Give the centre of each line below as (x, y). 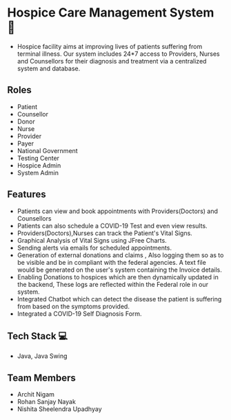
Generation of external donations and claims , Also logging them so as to (120, 255)
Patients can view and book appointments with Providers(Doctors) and (118, 211)
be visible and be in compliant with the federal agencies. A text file (112, 262)
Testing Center (38, 158)
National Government (47, 150)
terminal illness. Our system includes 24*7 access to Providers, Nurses (118, 54)
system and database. (49, 68)
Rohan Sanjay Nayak (46, 402)
